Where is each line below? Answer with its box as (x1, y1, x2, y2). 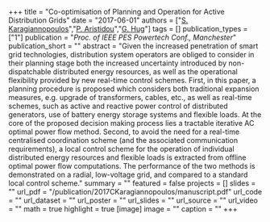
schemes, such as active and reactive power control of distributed (8, 101, 228, 111)
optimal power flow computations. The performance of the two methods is (8, 161, 255, 170)
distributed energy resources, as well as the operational (52, 67, 238, 76)
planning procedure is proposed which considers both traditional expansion (8, 84, 260, 94)
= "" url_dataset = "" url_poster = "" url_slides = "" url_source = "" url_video (8, 195, 258, 205)
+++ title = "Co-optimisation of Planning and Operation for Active (8, 7, 225, 16)
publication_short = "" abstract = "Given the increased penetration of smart (8, 41, 259, 51)
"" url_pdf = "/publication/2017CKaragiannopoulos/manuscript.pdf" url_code (8, 187, 263, 196)
